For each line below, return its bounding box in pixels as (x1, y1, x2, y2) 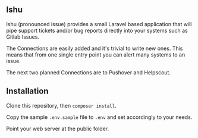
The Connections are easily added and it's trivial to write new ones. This (6, 45, 183, 52)
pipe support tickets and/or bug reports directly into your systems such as (6, 27, 188, 34)
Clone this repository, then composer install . (6, 102, 117, 109)
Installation (6, 86, 49, 96)
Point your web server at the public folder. (6, 125, 109, 132)
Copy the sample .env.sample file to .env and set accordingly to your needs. (6, 113, 193, 121)
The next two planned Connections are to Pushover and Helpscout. (6, 68, 171, 76)
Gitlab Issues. (6, 33, 40, 40)
